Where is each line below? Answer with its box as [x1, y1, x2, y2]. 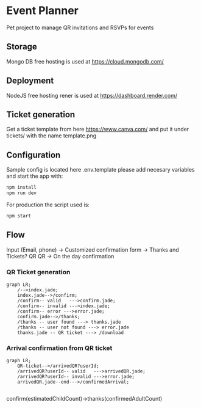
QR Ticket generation [6, 268, 71, 276]
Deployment [6, 76, 54, 86]
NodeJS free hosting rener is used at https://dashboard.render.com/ [6, 92, 178, 99]
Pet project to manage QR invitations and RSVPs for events [6, 24, 154, 31]
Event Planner [6, 4, 79, 18]
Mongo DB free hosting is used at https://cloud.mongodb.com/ [6, 57, 164, 65]
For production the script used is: [6, 201, 90, 208]
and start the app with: [6, 172, 63, 180]
